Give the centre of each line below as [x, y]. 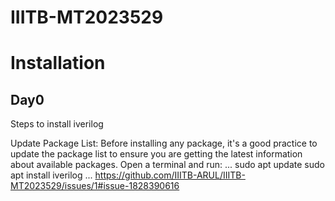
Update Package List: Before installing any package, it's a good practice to [164, 143]
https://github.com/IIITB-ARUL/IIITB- [170, 175]
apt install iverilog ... [51, 175]
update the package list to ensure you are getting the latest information [156, 154]
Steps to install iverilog [57, 124]
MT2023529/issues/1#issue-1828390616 [95, 186]
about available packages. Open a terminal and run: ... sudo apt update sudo [167, 165]
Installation [58, 63]
